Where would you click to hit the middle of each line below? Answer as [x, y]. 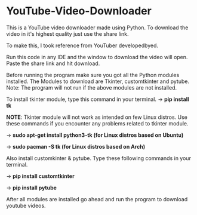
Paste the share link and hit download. [53, 63]
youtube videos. [26, 205]
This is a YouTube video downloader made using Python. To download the [97, 27]
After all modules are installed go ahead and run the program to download [97, 199]
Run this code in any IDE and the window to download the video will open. [97, 57]
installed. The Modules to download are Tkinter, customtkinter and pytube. [98, 81]
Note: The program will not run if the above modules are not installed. [92, 87]
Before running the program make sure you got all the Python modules [93, 75]
